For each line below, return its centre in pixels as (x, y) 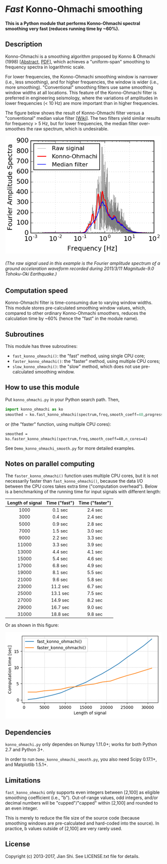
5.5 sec (95, 573)
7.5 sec (95, 593)
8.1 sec (60, 573)
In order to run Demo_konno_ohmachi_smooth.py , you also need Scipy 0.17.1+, (81, 759)
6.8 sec (60, 566)
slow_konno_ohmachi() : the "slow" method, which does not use (76, 367)
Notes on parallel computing (50, 463)
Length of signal (25, 503)
